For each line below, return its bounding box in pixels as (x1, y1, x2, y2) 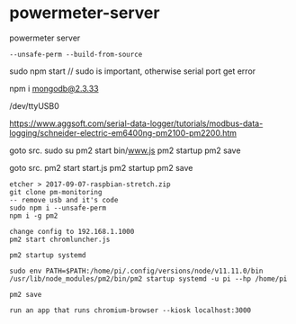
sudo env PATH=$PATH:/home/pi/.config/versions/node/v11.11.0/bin (9, 266, 264, 275)
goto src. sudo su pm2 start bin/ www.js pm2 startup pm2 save (9, 145, 241, 156)
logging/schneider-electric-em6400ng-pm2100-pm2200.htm (9, 127, 237, 138)
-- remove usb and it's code (9, 195, 119, 204)
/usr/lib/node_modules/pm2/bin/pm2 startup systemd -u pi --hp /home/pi (9, 274, 288, 283)
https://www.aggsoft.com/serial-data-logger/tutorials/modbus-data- (9, 118, 264, 129)
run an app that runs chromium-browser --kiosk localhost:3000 (9, 305, 252, 315)
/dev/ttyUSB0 (9, 100, 60, 111)
